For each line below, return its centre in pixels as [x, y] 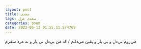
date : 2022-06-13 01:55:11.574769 [41, 28]
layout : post [18, 9]
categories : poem [23, 23]
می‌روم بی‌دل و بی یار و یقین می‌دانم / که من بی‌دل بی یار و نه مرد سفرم [71, 41]
